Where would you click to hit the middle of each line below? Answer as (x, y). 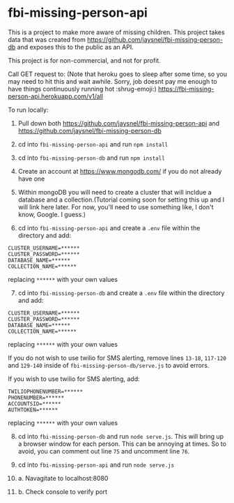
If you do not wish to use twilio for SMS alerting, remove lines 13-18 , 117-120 (117, 358)
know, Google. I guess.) (52, 214)
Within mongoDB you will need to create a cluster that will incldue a (115, 192)
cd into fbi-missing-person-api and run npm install (93, 144)
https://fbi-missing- (186, 89)
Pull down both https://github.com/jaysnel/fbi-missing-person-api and (119, 123)
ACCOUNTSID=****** (34, 404)
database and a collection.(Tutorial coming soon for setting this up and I (121, 200)
